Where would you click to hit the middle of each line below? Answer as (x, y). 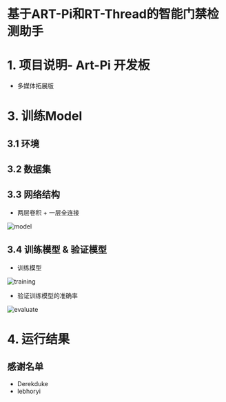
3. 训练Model (45, 116)
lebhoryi (29, 391)
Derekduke (33, 383)
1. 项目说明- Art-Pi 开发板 (79, 65)
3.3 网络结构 (34, 194)
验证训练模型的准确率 (47, 295)
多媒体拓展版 (35, 86)
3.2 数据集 (29, 169)
